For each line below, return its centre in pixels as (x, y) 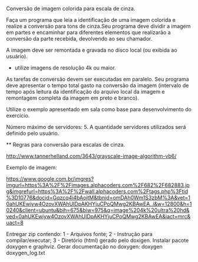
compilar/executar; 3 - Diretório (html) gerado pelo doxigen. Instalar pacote (98, 240)
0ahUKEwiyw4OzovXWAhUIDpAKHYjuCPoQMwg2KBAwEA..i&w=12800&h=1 (99, 204)
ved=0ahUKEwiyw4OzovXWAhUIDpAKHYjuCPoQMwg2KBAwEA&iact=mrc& (98, 216)
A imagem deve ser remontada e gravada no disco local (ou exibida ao (92, 50)
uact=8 (15, 223)
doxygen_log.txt (26, 253)
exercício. (18, 115)
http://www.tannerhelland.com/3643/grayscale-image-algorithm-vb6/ (91, 156)
